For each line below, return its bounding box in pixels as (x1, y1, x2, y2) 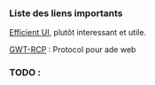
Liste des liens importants (9, 7, 123, 19)
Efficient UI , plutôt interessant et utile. (9, 27, 147, 38)
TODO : (9, 66, 42, 79)
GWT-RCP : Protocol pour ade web (9, 44, 136, 55)
